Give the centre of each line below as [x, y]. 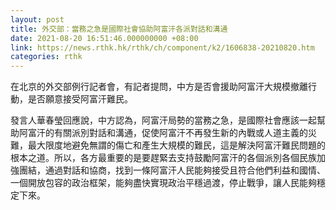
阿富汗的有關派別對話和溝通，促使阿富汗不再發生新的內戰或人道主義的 [163, 133]
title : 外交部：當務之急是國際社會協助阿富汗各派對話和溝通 [119, 29]
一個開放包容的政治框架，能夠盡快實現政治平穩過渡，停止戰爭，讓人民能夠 [163, 183]
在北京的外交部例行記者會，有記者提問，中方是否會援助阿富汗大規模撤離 [159, 87]
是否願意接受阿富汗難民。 [80, 99]
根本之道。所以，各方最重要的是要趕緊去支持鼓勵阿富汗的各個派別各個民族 [163, 158]
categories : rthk [46, 57]
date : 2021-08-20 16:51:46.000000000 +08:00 [104, 38]
